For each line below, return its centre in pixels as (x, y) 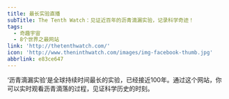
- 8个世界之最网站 (37, 40)
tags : (15, 26)
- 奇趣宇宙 (27, 33)
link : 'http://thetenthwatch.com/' (59, 46)
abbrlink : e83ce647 (35, 59)
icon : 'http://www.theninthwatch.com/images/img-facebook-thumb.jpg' (110, 53)
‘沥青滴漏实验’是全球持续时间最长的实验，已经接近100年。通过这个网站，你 (114, 79)
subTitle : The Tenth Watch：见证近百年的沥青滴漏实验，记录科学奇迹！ (101, 20)
